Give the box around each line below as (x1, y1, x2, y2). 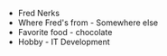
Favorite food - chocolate (17, 27, 113, 37)
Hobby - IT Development (17, 36, 110, 47)
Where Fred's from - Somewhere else (17, 17, 159, 28)
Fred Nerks (17, 8, 60, 18)
